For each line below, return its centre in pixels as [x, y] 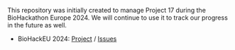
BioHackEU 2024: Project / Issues [67, 39]
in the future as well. [37, 25]
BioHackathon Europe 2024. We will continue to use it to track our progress [118, 18]
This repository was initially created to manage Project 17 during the [106, 10]
